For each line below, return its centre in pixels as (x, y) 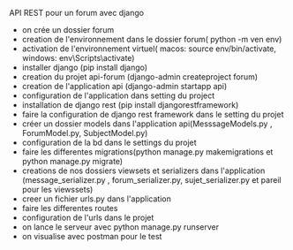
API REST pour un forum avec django (76, 13)
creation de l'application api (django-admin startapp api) (124, 86)
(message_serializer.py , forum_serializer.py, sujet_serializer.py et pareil (151, 180)
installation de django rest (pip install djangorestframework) (130, 105)
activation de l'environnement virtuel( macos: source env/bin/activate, (149, 49)
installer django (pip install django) (85, 67)
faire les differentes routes (70, 208)
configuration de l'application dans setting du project (118, 95)
